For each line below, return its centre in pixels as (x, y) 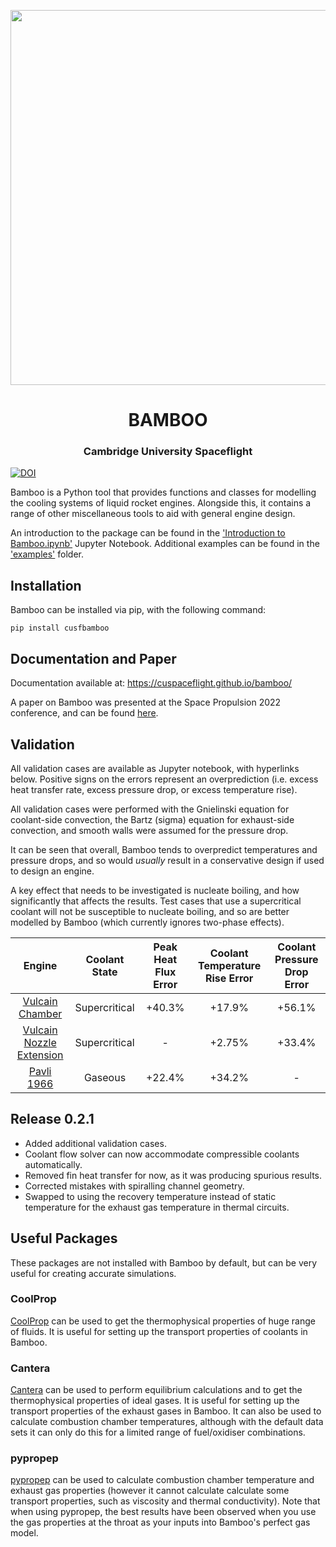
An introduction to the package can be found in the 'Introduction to (148, 533)
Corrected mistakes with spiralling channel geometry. (134, 1186)
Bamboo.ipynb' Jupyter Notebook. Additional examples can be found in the (165, 544)
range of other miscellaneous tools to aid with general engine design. (153, 514)
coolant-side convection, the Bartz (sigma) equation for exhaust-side (152, 819)
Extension (40, 1055)
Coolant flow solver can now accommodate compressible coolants (162, 1154)
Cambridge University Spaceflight (168, 452)
